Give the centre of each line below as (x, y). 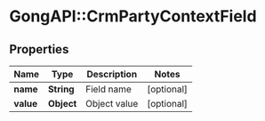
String (61, 89)
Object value (112, 104)
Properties (39, 49)
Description (112, 74)
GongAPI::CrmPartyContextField (133, 16)
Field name (108, 89)
